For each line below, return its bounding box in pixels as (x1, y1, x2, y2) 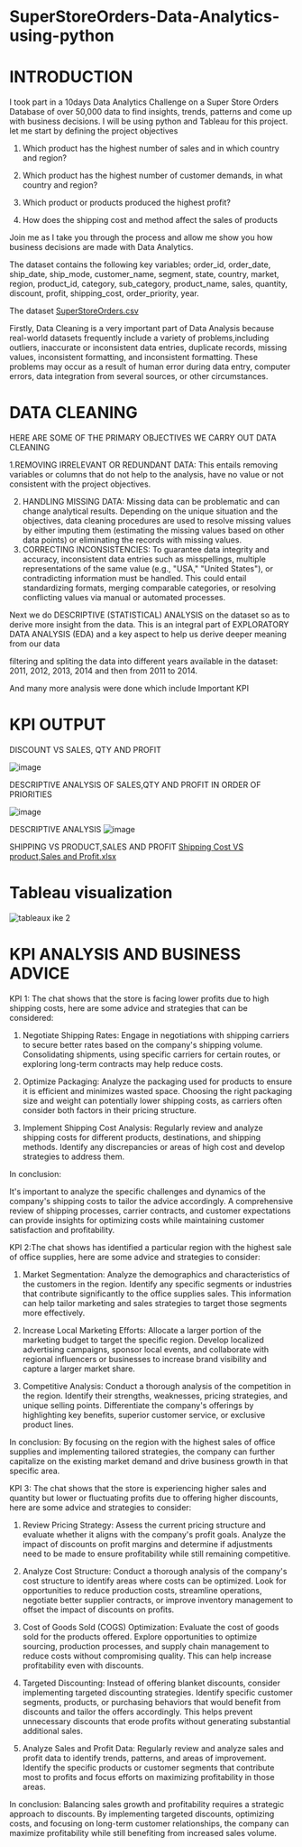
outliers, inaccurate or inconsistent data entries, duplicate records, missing (9, 342, 287, 353)
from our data (9, 638, 60, 649)
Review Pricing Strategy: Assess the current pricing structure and (22, 1519, 266, 1530)
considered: (9, 1012, 54, 1023)
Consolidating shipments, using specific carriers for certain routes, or (22, 1049, 281, 1060)
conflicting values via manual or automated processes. (22, 592, 226, 603)
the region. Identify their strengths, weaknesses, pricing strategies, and (22, 1390, 288, 1401)
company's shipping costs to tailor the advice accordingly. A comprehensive (9, 1195, 294, 1206)
